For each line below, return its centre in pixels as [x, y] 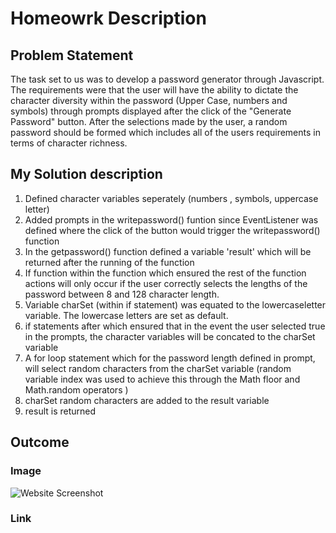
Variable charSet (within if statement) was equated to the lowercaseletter [175, 304]
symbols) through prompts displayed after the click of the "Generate [151, 111]
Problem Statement [72, 55]
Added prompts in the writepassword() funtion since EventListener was [171, 219]
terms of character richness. [69, 143]
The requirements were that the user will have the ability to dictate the [154, 90]
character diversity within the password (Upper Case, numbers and [149, 100]
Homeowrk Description [108, 18]
